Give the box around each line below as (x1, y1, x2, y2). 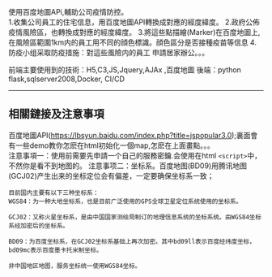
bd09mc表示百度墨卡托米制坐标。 (8, 246, 103, 254)
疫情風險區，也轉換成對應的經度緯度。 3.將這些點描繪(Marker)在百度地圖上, (8, 28, 261, 37)
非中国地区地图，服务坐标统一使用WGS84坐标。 (8, 262, 142, 270)
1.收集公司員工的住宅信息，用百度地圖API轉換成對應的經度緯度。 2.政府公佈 (8, 17, 261, 27)
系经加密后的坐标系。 (8, 222, 69, 230)
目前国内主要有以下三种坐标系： (8, 188, 100, 197)
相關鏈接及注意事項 (8, 107, 104, 121)
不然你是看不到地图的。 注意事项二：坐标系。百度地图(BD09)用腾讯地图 (8, 161, 247, 171)
